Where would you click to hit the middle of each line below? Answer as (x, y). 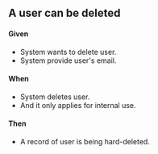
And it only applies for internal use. (78, 105)
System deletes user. (55, 97)
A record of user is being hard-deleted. (85, 142)
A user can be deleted (64, 13)
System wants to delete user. (68, 52)
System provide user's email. (68, 60)
